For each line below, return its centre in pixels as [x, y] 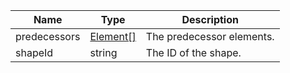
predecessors [48, 36]
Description [210, 19]
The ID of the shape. [193, 52]
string [103, 52]
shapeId [34, 52]
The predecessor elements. [210, 36]
